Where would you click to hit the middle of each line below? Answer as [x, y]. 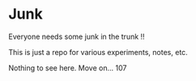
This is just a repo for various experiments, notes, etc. [98, 52]
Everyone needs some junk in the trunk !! [77, 36]
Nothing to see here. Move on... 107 [68, 68]
